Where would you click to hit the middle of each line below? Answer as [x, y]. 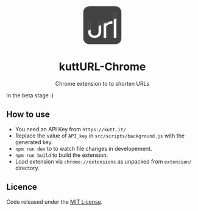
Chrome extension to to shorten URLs [102, 83]
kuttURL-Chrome [102, 67]
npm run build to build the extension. [62, 155]
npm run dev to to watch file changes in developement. [83, 148]
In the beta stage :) [30, 95]
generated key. [34, 142]
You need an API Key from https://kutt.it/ [71, 129]
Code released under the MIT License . [55, 202]
